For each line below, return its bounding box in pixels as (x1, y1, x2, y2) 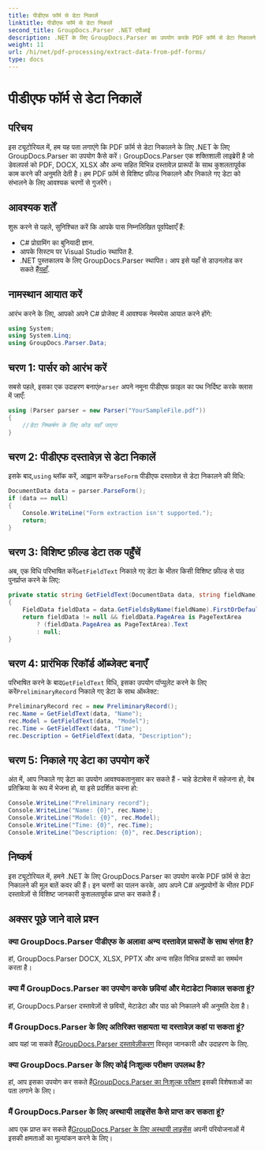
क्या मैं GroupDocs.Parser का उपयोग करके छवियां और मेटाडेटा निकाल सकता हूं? (8, 983, 255, 994)
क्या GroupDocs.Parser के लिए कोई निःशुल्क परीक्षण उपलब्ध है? (8, 1059, 206, 1070)
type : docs (8, 56, 44, 64)
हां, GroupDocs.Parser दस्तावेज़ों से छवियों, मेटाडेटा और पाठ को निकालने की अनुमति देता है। (8, 1001, 250, 1011)
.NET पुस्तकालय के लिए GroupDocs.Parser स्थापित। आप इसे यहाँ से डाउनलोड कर (19, 256, 243, 265)
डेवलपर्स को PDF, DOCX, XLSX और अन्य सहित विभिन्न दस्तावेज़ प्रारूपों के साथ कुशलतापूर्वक (8, 159, 246, 170)
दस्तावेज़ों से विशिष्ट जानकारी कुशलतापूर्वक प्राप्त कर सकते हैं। (8, 889, 161, 899)
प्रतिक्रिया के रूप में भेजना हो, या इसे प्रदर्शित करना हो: (8, 783, 139, 793)
